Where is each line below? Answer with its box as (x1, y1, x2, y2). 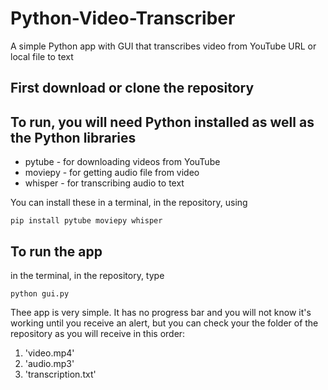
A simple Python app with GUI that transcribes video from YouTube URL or (10, 40, 317, 52)
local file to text (10, 50, 74, 62)
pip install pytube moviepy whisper (10, 216, 163, 226)
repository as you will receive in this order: (10, 327, 186, 339)
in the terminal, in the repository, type (10, 269, 165, 281)
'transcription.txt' (24, 368, 97, 380)
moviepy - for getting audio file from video (24, 167, 200, 179)
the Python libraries (10, 129, 137, 146)
